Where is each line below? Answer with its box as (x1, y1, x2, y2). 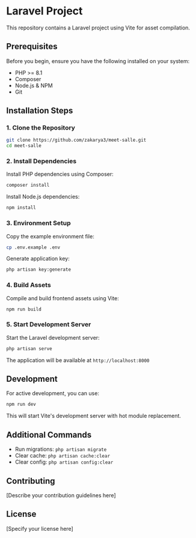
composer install (6, 182, 50, 189)
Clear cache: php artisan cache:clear (14, 452, 110, 459)
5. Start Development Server (6, 320, 91, 328)
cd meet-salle (6, 143, 42, 149)
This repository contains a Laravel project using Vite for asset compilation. (6, 24, 191, 31)
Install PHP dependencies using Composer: (6, 171, 114, 178)
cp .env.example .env (6, 244, 61, 250)
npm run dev (6, 401, 36, 408)
